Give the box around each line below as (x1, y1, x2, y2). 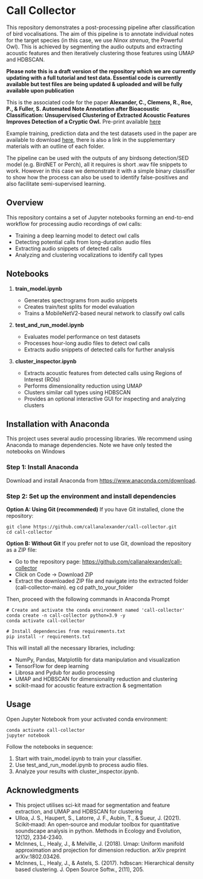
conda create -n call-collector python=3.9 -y (6, 612, 126, 619)
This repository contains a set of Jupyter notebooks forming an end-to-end (6, 213, 194, 221)
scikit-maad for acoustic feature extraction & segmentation (14, 682, 162, 689)
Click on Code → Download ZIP (14, 571, 94, 578)
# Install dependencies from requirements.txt (6, 628, 126, 634)
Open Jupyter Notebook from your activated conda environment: (6, 715, 168, 723)
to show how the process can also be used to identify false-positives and (6, 173, 188, 181)
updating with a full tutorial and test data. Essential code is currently (6, 74, 181, 81)
